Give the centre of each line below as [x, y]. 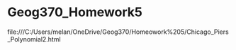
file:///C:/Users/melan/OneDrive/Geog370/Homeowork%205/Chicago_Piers [118, 32]
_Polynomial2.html [34, 39]
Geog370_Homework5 [75, 12]
